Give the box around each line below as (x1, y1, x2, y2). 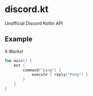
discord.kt (5, 4, 49, 15)
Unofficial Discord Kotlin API (5, 20, 63, 26)
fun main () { (5, 58, 32, 63)
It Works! (5, 48, 24, 54)
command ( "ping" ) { (23, 67, 61, 73)
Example (5, 35, 33, 43)
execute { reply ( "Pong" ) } (31, 72, 88, 77)
